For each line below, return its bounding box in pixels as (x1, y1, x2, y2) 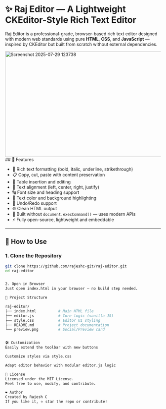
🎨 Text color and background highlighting (12, 195, 97, 201)
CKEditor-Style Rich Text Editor (5, 14, 137, 26)
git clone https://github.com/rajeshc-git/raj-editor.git (5, 264, 127, 269)
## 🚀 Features (5, 156, 34, 162)
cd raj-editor (5, 268, 35, 273)
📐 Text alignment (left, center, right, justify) (12, 184, 100, 190)
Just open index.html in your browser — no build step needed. (5, 286, 138, 291)
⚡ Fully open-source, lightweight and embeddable (12, 217, 115, 223)
